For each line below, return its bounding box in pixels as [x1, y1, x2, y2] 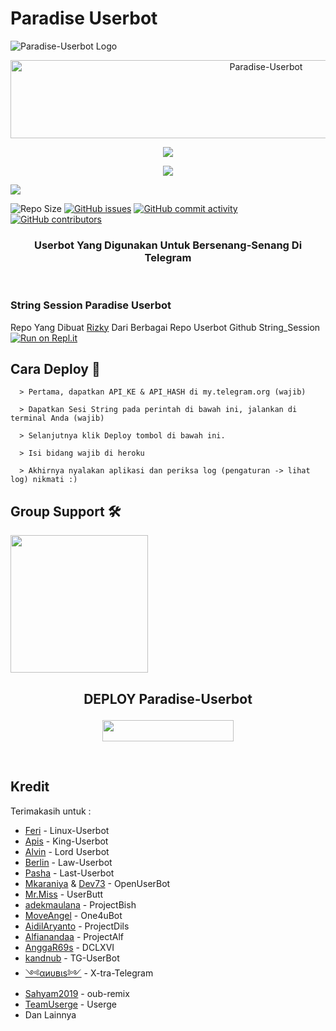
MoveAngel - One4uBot [24, 909, 123, 921]
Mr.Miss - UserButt [24, 888, 104, 900]
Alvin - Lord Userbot [24, 845, 110, 857]
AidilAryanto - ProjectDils [24, 920, 130, 932]
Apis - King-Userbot [24, 835, 109, 847]
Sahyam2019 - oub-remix [24, 987, 130, 999]
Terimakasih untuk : [10, 805, 92, 817]
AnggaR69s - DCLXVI [24, 941, 115, 953]
